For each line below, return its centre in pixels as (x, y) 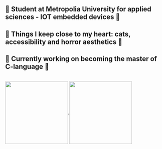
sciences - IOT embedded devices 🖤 (63, 17)
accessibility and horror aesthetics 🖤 (64, 42)
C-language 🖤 (27, 67)
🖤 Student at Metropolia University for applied (78, 9)
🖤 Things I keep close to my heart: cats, (68, 34)
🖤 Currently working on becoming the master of (81, 59)
